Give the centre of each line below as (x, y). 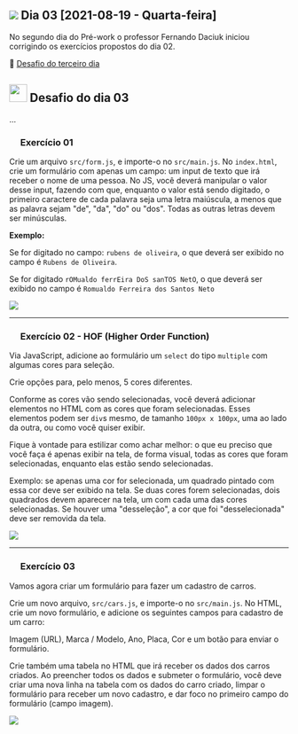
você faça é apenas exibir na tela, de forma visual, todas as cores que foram (149, 454)
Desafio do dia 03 (79, 98)
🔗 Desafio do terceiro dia (55, 63)
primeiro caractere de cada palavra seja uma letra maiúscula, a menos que (145, 199)
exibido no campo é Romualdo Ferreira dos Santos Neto (112, 288)
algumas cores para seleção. (62, 365)
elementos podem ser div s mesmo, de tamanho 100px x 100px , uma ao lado (148, 418)
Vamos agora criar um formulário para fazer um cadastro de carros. (133, 586)
